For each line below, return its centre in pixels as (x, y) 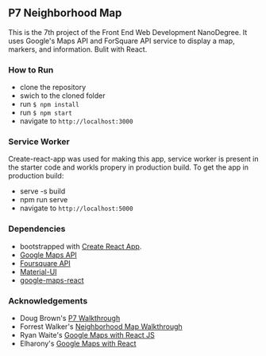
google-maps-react (52, 280)
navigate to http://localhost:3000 (76, 121)
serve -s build (42, 191)
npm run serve (44, 200)
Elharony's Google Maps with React (78, 343)
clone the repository (53, 88)
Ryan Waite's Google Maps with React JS (87, 335)
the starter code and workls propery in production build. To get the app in (128, 167)
